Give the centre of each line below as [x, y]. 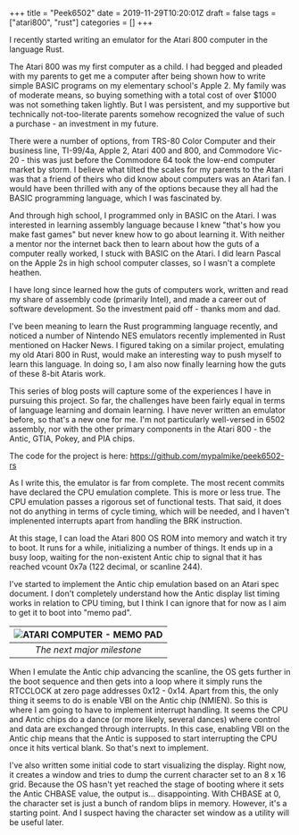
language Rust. [37, 49]
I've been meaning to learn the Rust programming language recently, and [144, 326]
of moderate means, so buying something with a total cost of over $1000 [143, 95]
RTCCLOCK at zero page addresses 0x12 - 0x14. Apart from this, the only [144, 691]
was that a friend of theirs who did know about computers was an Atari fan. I [150, 179]
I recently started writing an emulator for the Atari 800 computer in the [138, 40]
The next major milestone [88, 650]
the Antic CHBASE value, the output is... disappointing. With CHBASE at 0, [145, 794]
